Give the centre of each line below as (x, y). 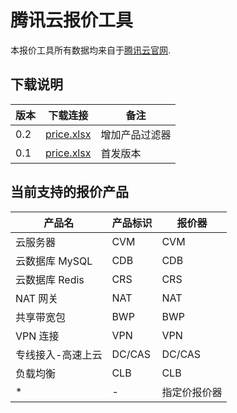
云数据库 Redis (50, 279)
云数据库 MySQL (54, 261)
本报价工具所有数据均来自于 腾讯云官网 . (91, 50)
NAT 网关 (37, 298)
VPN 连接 (37, 336)
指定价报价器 (192, 392)
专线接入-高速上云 (59, 354)
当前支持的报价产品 (69, 192)
